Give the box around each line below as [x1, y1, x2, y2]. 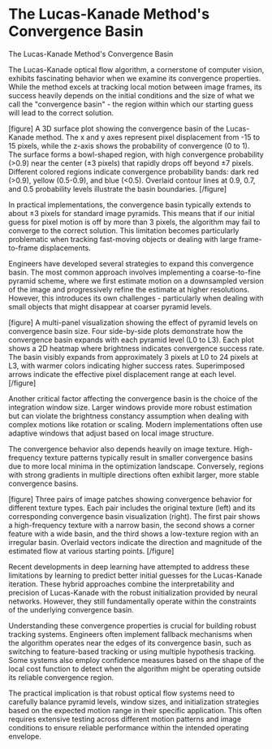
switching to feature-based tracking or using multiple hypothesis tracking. [8, 647, 256, 656]
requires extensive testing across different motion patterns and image [8, 714, 242, 724]
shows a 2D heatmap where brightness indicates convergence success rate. [8, 343, 265, 353]
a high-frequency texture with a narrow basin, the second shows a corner [8, 520, 256, 530]
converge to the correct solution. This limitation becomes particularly [8, 225, 240, 236]
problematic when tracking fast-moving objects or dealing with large [8, 234, 238, 244]
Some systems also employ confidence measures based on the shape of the [8, 655, 265, 665]
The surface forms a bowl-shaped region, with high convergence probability [8, 149, 264, 159]
